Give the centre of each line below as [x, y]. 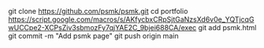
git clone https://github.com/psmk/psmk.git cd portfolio [98, 11]
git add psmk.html [227, 27]
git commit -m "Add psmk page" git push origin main [93, 36]
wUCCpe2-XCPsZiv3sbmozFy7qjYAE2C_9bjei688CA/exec [102, 27]
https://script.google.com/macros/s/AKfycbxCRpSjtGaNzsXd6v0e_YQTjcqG [131, 19]
